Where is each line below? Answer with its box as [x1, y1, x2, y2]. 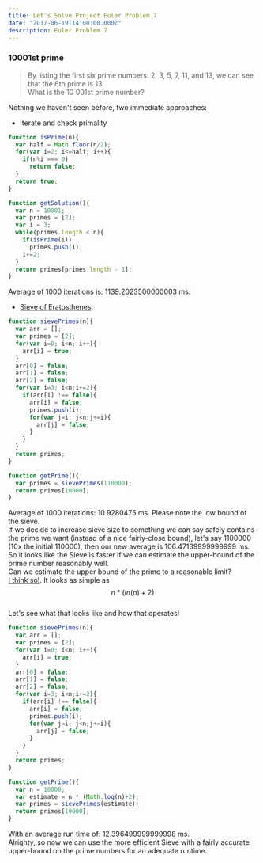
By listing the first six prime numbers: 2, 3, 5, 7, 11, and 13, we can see [27, 70, 254, 80]
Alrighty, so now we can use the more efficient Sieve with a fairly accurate [8, 838, 250, 847]
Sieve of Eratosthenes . [19, 302, 93, 312]
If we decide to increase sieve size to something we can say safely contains [8, 525, 255, 534]
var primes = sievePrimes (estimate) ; [15, 800, 140, 808]
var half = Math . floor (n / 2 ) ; [15, 140, 111, 149]
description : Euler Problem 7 [8, 26, 108, 34]
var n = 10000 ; [15, 785, 66, 793]
